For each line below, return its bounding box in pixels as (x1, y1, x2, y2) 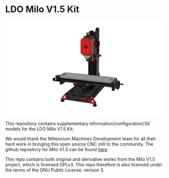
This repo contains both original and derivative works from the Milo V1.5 (5, 156, 155, 162)
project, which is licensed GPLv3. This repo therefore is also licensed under (5, 162, 163, 168)
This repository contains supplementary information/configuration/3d (5, 120, 150, 127)
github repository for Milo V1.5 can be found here (5, 147, 108, 153)
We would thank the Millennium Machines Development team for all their (5, 136, 156, 142)
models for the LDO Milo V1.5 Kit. (5, 126, 74, 132)
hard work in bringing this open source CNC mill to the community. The (5, 141, 153, 147)
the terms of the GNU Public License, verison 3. (5, 167, 105, 173)
